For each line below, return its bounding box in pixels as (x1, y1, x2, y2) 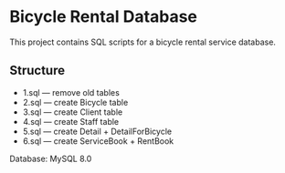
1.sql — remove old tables (22, 86, 121, 97)
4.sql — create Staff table (22, 116, 120, 127)
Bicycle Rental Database (9, 6, 198, 27)
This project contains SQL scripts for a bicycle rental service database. (9, 36, 277, 47)
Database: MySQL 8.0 (9, 153, 92, 164)
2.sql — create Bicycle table (22, 97, 129, 107)
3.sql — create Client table (22, 107, 123, 117)
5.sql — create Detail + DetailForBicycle (22, 126, 172, 137)
